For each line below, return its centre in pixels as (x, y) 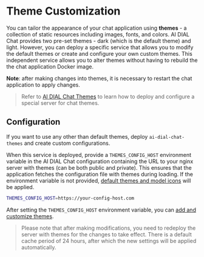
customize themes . (30, 216)
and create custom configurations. (67, 143)
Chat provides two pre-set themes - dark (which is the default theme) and (99, 41)
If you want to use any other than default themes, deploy (77, 136)
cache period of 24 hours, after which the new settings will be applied (109, 241)
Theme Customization (63, 11)
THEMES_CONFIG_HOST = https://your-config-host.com (70, 198)
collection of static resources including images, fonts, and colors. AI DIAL (98, 34)
